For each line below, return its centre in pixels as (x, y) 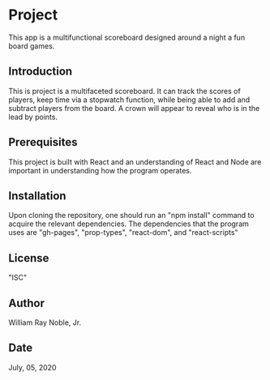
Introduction (41, 72)
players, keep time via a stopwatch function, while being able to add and (129, 100)
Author (26, 303)
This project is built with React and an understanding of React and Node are (135, 162)
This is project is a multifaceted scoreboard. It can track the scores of (124, 91)
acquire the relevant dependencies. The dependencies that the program (129, 224)
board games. (32, 45)
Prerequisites (43, 142)
